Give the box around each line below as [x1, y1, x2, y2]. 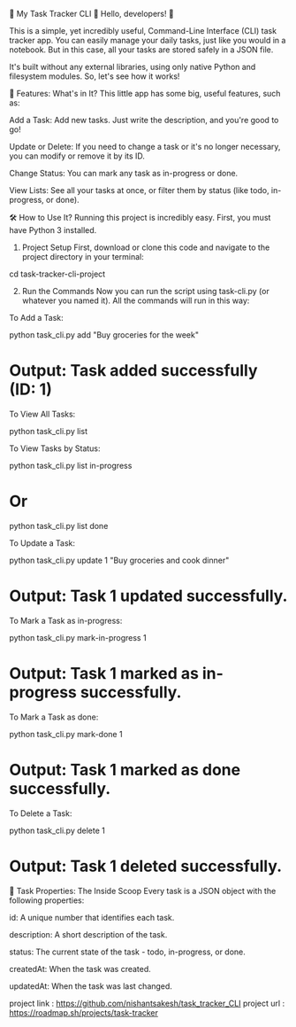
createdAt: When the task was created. [9, 963, 152, 974]
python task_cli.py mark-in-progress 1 [9, 632, 148, 642]
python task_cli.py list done [9, 520, 109, 531]
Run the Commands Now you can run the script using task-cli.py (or [21, 286, 269, 296]
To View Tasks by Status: [9, 443, 101, 454]
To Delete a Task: [9, 807, 72, 819]
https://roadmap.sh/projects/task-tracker [9, 1007, 159, 1018]
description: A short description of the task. [9, 929, 168, 939]
